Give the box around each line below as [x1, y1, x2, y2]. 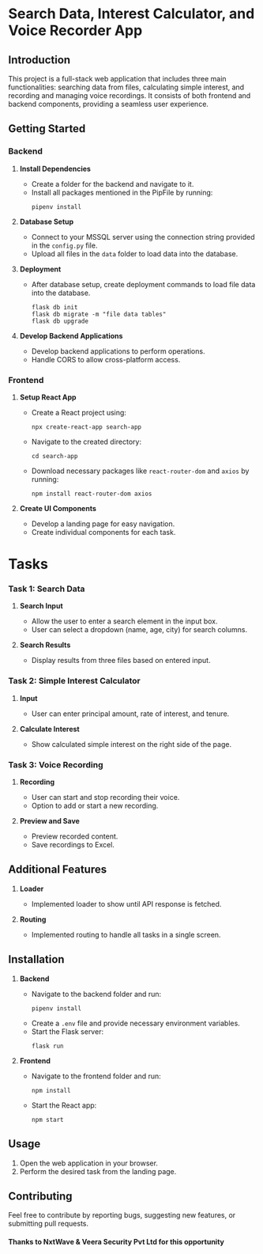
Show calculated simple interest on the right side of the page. [31, 739, 231, 748]
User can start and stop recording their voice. [31, 793, 180, 802]
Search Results [19, 640, 71, 650]
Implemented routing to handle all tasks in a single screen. [31, 930, 221, 939]
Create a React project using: [31, 407, 126, 417]
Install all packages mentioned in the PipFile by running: [31, 188, 213, 197]
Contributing [8, 1189, 73, 1203]
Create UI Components [19, 503, 97, 513]
